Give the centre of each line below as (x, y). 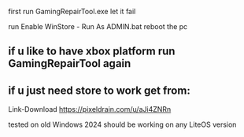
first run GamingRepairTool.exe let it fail (72, 11)
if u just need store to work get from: (99, 90)
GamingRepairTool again (70, 63)
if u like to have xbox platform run (92, 52)
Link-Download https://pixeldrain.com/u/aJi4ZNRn (90, 109)
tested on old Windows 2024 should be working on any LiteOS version (122, 124)
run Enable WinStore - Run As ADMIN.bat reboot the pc (98, 26)
